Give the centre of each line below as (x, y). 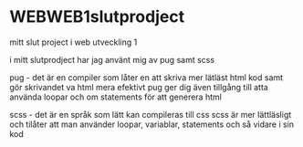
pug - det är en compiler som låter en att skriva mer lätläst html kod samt (146, 77)
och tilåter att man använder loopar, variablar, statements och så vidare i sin (152, 124)
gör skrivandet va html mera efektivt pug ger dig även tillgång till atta (139, 87)
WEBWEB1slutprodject (97, 17)
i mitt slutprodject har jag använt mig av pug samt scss (112, 59)
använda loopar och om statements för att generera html (115, 97)
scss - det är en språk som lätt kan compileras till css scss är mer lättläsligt (151, 114)
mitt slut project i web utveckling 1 (73, 42)
